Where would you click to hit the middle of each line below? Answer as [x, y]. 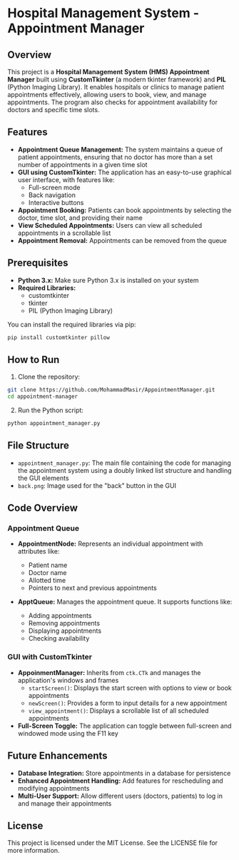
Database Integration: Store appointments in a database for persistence [124, 773]
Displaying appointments [65, 631]
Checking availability [59, 639]
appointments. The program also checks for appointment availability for [112, 102]
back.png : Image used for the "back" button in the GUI [97, 485]
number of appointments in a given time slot [82, 164]
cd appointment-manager [43, 397]
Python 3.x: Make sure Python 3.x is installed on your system [108, 280]
